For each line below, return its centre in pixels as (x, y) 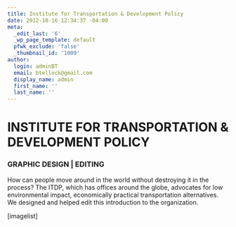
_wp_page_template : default (55, 40)
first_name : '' (36, 86)
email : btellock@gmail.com (53, 73)
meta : (15, 27)
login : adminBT (36, 66)
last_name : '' (34, 92)
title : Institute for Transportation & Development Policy (96, 14)
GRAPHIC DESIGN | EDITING (56, 164)
